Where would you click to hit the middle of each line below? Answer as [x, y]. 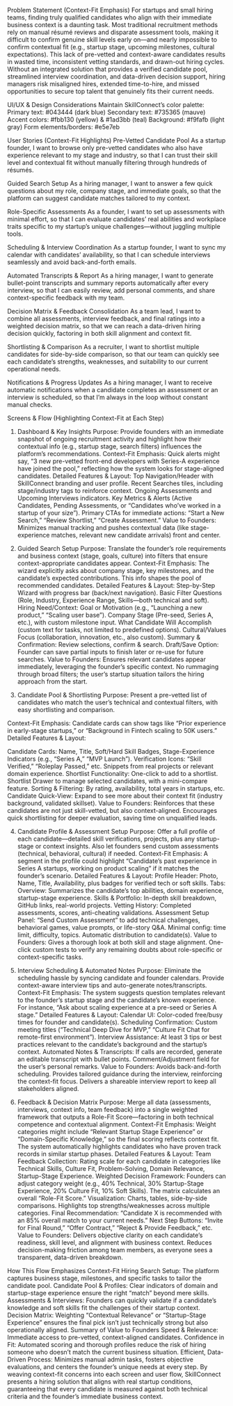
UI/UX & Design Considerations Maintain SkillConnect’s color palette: [106, 105]
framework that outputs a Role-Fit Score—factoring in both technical [115, 1117]
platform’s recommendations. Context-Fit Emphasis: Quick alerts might [119, 454]
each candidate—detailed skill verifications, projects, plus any [106, 839]
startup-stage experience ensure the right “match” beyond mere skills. [109, 1293]
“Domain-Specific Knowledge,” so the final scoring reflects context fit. [118, 1139]
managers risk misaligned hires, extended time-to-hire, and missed [103, 84]
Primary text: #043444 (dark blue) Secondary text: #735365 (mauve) [106, 112]
